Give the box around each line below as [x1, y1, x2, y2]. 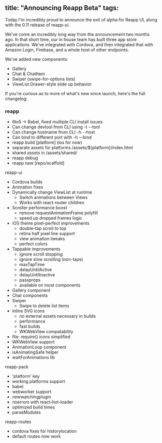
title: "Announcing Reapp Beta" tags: [5, 4, 119, 12]
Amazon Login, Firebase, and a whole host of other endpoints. [5, 47, 129, 52]
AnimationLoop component [12, 344, 67, 350]
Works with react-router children [19, 200, 85, 205]
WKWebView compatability [19, 329, 74, 335]
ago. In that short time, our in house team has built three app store [5, 36, 137, 42]
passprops [19, 277, 41, 283]
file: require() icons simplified [12, 334, 71, 340]
